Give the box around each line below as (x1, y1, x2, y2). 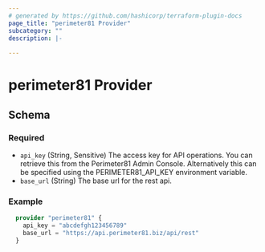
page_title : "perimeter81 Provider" (8, 19, 131, 27)
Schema (8, 108, 51, 121)
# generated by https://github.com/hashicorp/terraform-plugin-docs (8, 11, 243, 20)
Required (8, 132, 45, 143)
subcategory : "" (8, 26, 63, 35)
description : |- (8, 34, 63, 43)
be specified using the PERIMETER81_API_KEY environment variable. (19, 168, 247, 177)
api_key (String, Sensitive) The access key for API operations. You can (19, 150, 253, 160)
